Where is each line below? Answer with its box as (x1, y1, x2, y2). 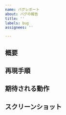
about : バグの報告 (5, 12, 39, 16)
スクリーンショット (5, 102, 62, 111)
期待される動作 (5, 84, 50, 93)
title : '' (5, 16, 25, 21)
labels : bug (5, 20, 29, 26)
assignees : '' (5, 25, 34, 30)
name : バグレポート (5, 7, 40, 12)
